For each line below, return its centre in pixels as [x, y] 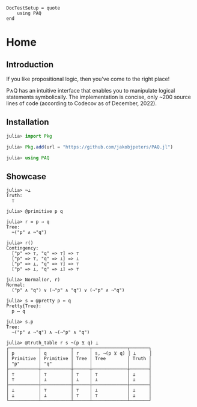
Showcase [26, 176]
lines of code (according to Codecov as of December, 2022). [82, 103]
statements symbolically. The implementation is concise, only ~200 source [98, 97]
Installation [28, 122]
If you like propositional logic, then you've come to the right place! [88, 79]
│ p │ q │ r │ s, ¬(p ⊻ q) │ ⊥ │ [79, 353]
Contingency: [23, 248]
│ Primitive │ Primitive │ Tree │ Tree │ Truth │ [79, 359]
